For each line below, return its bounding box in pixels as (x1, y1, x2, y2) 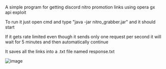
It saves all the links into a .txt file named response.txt (5, 49, 115, 54)
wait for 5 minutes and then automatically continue (5, 39, 109, 45)
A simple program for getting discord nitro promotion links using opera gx (5, 4, 155, 10)
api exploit (5, 9, 26, 15)
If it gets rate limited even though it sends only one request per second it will (5, 34, 162, 39)
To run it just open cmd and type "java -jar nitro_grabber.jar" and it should (5, 19, 156, 25)
